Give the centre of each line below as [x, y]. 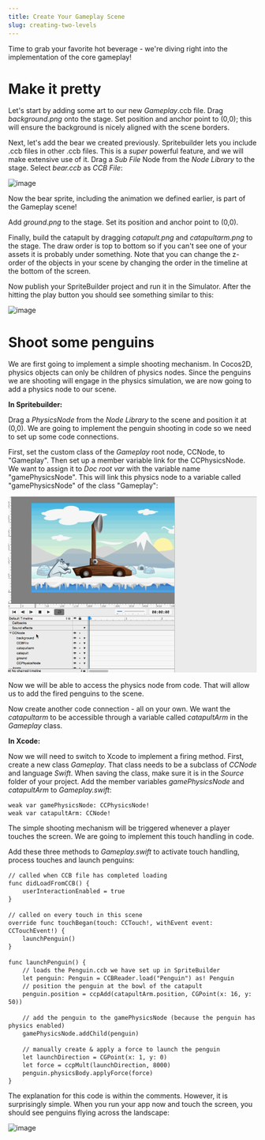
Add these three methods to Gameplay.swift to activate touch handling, [124, 851]
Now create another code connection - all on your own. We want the [119, 708]
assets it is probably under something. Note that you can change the [119, 255]
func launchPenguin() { [47, 962]
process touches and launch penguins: [71, 860]
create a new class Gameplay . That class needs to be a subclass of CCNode [132, 764]
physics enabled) [37, 1025]
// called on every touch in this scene [76, 915]
